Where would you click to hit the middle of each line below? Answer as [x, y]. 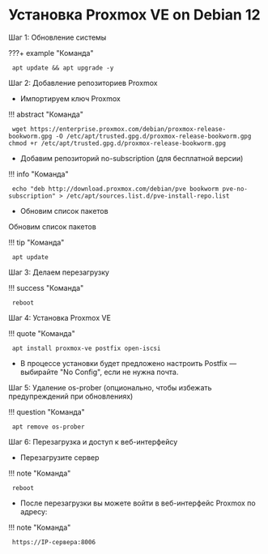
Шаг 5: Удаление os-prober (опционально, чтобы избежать [110, 387]
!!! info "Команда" [38, 174]
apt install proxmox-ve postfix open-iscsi [86, 348]
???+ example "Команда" [51, 53]
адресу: [34, 511]
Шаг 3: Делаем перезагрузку [59, 272]
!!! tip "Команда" [36, 242]
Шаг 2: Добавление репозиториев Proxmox [83, 83]
